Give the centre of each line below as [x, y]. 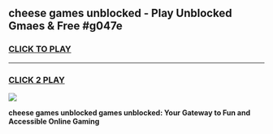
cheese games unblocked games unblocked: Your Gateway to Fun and [129, 112]
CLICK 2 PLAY [37, 80]
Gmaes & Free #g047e [66, 26]
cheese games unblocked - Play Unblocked [120, 13]
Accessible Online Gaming [54, 121]
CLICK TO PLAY [40, 50]
